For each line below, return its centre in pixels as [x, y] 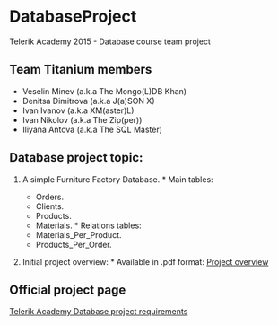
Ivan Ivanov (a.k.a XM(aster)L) [78, 110]
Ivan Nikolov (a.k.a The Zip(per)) [82, 119]
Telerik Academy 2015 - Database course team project [110, 41]
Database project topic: [76, 158]
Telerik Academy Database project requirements [99, 312]
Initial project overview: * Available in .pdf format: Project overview [145, 261]
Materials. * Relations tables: [88, 225]
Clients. [50, 206]
